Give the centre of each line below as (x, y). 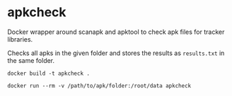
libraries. (20, 39)
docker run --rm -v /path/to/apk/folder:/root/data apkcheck (99, 85)
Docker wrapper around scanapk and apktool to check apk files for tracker (116, 32)
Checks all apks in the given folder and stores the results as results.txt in (116, 53)
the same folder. (31, 60)
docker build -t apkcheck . (49, 73)
